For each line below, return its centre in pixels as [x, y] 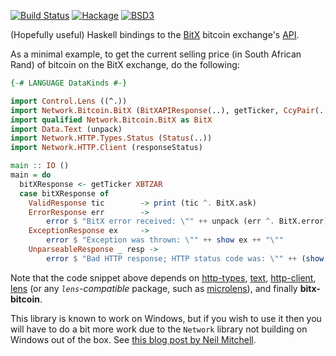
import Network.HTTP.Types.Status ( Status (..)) [111, 138]
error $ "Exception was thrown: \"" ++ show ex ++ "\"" [165, 240]
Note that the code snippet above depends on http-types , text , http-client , [163, 277]
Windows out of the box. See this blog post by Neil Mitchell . [133, 339]
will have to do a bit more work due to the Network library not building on [159, 329]
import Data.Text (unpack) [66, 129]
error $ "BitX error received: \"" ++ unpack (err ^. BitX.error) [187, 221]
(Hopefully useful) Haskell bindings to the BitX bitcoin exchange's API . [155, 34]
